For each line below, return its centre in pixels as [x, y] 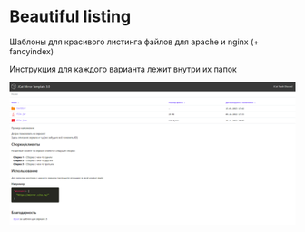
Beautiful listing [70, 17]
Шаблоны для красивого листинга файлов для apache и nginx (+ [134, 42]
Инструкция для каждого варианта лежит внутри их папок [123, 69]
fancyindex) [32, 51]
